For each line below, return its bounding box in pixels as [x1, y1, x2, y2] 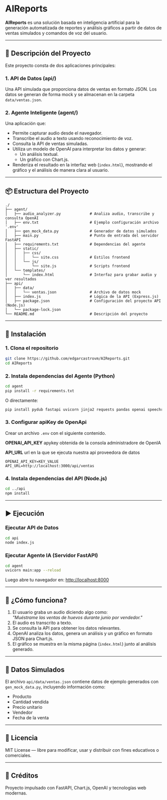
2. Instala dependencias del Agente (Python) [5, 372, 115, 379]
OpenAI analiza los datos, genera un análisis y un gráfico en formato [12, 631, 153, 637]
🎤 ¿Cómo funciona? [5, 596, 67, 604]
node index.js [5, 540, 35, 545]
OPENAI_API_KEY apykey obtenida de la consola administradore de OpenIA [5, 439, 161, 446]
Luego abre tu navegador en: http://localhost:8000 [5, 577, 109, 583]
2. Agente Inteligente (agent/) [5, 109, 79, 116]
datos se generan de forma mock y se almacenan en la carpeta [5, 92, 135, 98]
